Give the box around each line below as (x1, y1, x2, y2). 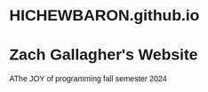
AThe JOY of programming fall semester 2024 (9, 73, 167, 84)
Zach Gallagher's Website (9, 46, 198, 64)
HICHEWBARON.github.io (9, 6, 200, 25)
